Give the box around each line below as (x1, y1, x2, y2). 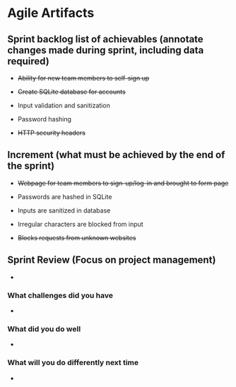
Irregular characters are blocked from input (17, 220, 143, 228)
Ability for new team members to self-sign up (17, 74, 150, 82)
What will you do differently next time (7, 358, 139, 368)
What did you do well (7, 323, 81, 333)
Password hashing (17, 115, 72, 123)
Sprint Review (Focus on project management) (7, 254, 216, 266)
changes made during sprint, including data (7, 44, 204, 56)
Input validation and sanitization (17, 101, 111, 109)
